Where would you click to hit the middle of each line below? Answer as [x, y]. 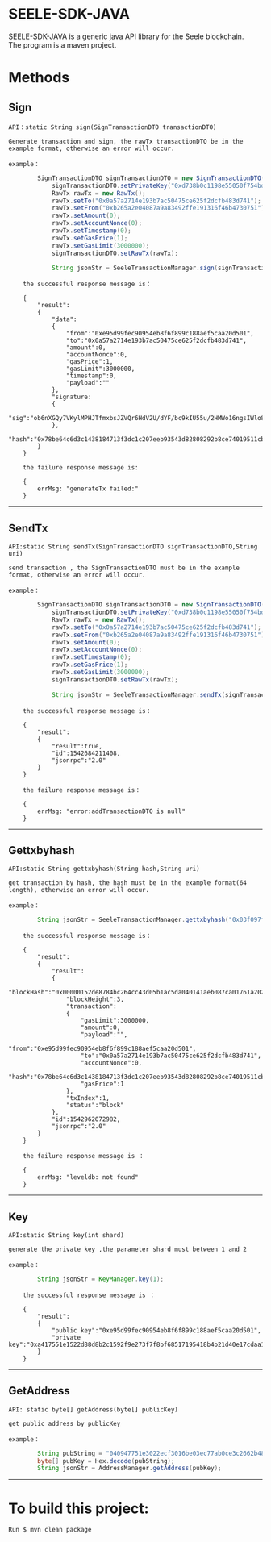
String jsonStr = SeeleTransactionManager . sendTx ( [138, 694]
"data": [65, 319]
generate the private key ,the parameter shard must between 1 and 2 [128, 1249]
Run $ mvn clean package [50, 1530]
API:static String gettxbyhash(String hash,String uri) [104, 869]
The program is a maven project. [63, 44]
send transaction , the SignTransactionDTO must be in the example [124, 568]
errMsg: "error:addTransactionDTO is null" [111, 811]
